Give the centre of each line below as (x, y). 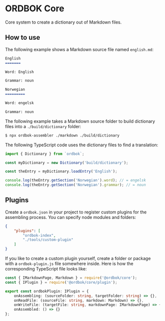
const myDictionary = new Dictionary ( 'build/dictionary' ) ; (67, 162)
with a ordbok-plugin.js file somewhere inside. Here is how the (69, 264)
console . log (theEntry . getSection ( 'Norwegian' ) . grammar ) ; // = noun (76, 185)
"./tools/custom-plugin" (48, 240)
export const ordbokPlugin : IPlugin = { (47, 291)
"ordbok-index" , (39, 235)
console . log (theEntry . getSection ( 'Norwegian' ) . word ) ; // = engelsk (76, 180)
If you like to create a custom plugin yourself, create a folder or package (78, 259)
